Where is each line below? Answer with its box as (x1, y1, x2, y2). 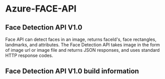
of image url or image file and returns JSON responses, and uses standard (5, 47, 160, 53)
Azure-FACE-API (5, 3, 77, 15)
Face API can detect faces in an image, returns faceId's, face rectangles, (5, 36, 156, 42)
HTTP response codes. (5, 52, 53, 58)
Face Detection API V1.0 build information (5, 67, 139, 75)
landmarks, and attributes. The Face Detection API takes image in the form (5, 42, 160, 48)
